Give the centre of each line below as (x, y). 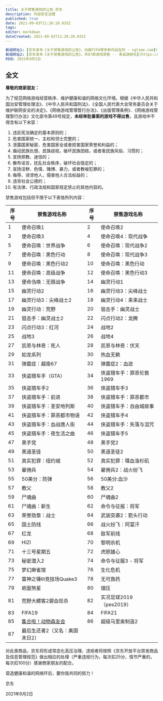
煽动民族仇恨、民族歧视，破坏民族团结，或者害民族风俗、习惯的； (78, 151)
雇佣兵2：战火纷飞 (122, 470)
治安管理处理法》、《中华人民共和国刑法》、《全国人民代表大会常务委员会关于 (84, 104)
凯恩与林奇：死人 (41, 346)
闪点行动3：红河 (40, 327)
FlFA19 (30, 613)
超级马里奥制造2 (119, 621)
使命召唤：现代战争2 (124, 245)
